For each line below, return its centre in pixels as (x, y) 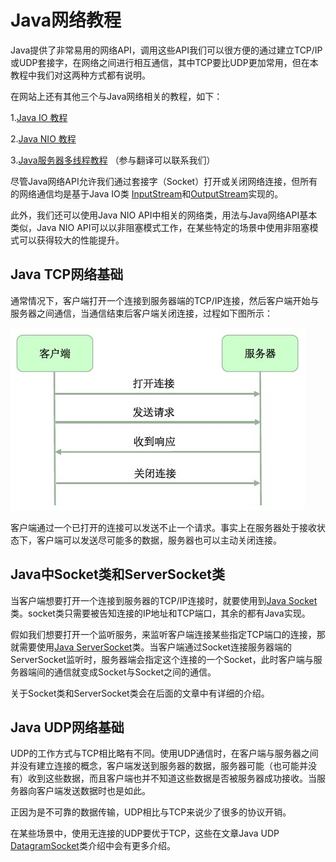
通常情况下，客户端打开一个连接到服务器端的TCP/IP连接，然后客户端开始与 (165, 300)
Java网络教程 (66, 20)
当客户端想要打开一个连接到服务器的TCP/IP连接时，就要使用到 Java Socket (164, 600)
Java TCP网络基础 (67, 274)
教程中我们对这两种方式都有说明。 (80, 75)
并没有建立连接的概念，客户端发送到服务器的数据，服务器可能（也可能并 (159, 766)
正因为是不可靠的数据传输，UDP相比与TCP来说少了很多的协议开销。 (151, 812)
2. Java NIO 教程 (43, 138)
